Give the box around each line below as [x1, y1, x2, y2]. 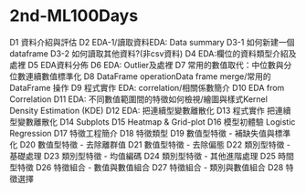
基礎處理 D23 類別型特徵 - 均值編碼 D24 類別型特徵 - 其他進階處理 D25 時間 [9, 150, 294, 161]
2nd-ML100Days [9, 5, 139, 26]
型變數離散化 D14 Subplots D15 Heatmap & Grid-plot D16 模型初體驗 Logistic [9, 116, 296, 127]
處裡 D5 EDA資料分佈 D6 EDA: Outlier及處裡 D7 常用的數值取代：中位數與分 [9, 59, 292, 70]
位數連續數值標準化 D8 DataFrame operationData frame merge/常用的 [9, 70, 271, 82]
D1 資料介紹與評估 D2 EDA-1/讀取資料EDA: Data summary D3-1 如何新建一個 [9, 36, 295, 47]
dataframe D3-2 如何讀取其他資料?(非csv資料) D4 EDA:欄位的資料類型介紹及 [9, 47, 297, 59]
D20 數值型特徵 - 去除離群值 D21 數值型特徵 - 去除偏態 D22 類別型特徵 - [19, 138, 290, 150]
